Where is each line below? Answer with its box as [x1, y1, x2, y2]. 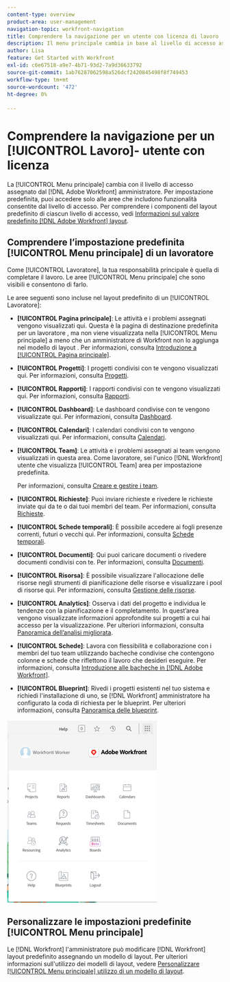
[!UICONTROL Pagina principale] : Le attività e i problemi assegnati [16, 314, 207, 322]
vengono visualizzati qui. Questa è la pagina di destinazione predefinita [16, 321, 218, 330]
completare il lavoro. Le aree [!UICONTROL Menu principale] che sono [7, 273, 205, 281]
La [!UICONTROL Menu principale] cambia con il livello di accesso [7, 181, 194, 189]
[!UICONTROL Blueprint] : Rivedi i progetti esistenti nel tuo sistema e [16, 684, 210, 692]
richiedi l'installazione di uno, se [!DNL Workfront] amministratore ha [16, 691, 210, 700]
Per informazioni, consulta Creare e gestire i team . [16, 481, 159, 490]
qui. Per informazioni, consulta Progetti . [16, 371, 129, 379]
